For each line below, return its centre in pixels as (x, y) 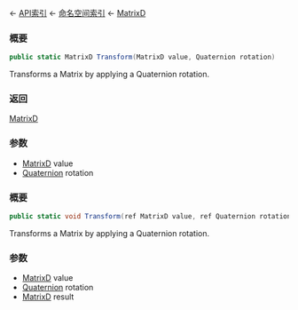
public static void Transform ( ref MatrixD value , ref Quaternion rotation (150, 217)
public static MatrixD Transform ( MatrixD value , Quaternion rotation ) (142, 57)
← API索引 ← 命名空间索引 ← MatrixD (78, 13)
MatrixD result (48, 297)
